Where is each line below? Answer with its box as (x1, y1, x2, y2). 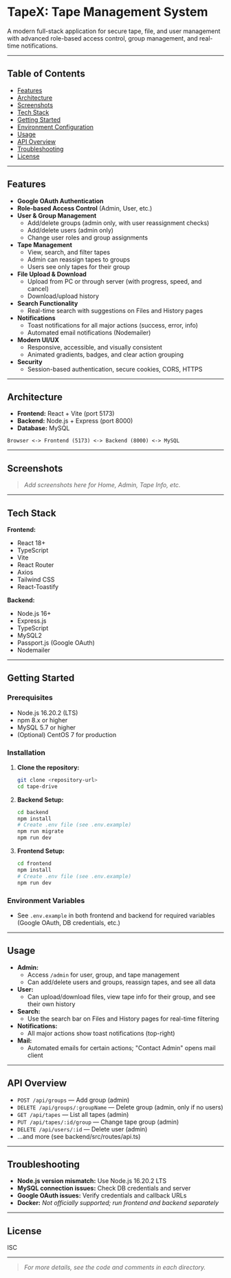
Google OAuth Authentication (16, 197, 104, 205)
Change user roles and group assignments (27, 233, 148, 242)
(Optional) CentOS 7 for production (16, 730, 117, 738)
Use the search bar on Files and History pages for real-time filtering (27, 1014, 219, 1023)
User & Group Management (16, 211, 97, 220)
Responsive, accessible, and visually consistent (27, 343, 163, 351)
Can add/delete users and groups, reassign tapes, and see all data (27, 978, 216, 986)
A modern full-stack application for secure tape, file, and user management (7, 27, 221, 35)
